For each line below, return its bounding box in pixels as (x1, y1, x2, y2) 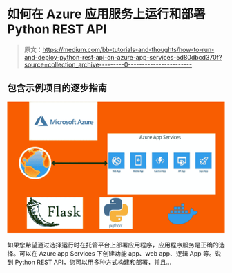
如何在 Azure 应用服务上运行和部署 (7, 6, 206, 22)
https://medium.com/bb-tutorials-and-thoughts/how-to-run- (42, 45, 215, 53)
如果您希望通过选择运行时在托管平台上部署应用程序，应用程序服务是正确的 (7, 240, 219, 249)
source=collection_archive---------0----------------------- (23, 60, 192, 69)
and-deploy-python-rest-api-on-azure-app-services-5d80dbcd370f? (23, 53, 222, 61)
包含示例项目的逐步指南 (7, 82, 107, 94)
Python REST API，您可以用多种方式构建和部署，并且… (14, 258, 172, 266)
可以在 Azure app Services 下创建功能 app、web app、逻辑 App (19, 249, 202, 257)
